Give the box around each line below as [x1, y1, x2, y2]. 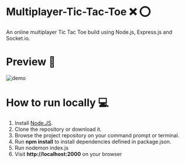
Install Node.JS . [14, 119, 53, 126]
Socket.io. [6, 34, 30, 41]
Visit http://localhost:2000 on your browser [14, 150, 122, 157]
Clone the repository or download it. [14, 126, 102, 133]
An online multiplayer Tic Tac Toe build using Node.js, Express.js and [6, 28, 173, 36]
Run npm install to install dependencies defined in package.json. [14, 138, 172, 145]
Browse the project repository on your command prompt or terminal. [14, 131, 180, 138]
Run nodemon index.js [14, 144, 69, 151]
